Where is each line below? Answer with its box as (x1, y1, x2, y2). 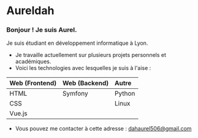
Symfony (62, 90, 89, 98)
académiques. (15, 58, 51, 65)
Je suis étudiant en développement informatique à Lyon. (6, 39, 148, 47)
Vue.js (9, 109, 28, 118)
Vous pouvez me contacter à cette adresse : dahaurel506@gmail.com (15, 125, 192, 132)
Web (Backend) (62, 79, 109, 88)
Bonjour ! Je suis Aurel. (6, 26, 77, 34)
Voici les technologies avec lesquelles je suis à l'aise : (15, 64, 151, 72)
